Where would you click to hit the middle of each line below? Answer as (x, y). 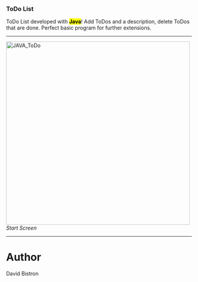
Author (24, 257)
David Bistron (22, 274)
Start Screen (22, 228)
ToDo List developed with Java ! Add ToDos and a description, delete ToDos (98, 22)
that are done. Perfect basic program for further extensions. (79, 28)
